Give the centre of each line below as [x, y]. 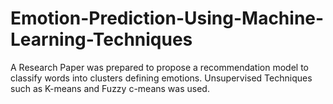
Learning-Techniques [101, 39]
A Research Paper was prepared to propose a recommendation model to [159, 67]
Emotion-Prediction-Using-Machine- [167, 18]
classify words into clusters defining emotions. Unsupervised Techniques [161, 78]
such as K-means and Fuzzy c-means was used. [110, 88]
